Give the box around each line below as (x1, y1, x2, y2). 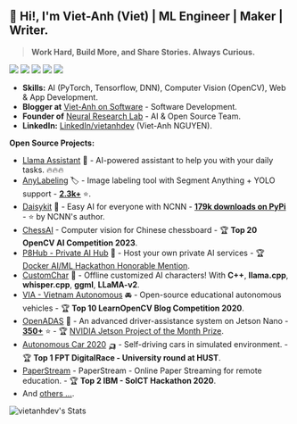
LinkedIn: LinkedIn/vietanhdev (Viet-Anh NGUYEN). (21, 120, 212, 130)
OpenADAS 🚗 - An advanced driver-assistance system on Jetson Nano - (21, 315, 289, 326)
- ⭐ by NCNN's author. (21, 211, 105, 221)
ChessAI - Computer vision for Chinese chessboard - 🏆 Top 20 (21, 224, 258, 235)
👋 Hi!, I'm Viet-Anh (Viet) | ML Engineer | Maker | (9, 9, 284, 24)
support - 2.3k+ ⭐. (21, 188, 92, 199)
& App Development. (21, 91, 98, 103)
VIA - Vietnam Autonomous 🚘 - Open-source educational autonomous (21, 289, 282, 300)
